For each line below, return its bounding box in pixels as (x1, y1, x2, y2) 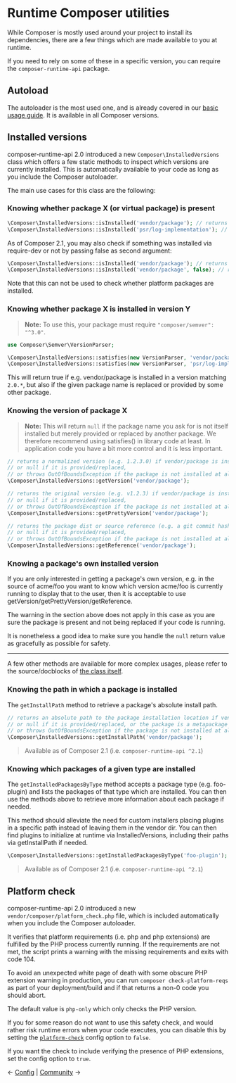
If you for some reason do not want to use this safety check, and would (7, 1018, 214, 1027)
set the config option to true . (7, 1054, 91, 1063)
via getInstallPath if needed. (7, 839, 88, 847)
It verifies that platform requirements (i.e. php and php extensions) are (7, 932, 211, 941)
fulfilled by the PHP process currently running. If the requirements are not (7, 940, 220, 949)
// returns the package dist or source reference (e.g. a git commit (7, 522, 216, 529)
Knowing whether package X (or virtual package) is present (7, 203, 216, 213)
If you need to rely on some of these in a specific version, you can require (7, 56, 221, 65)
